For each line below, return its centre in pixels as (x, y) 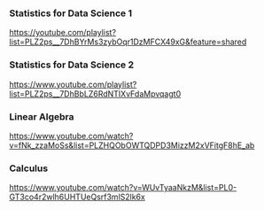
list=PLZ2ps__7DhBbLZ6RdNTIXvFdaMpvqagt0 (95, 93)
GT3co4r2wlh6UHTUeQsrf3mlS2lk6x (78, 197)
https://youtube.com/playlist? (63, 33)
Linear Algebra (42, 116)
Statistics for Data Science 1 (71, 13)
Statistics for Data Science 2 (72, 65)
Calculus (29, 168)
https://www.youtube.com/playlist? (73, 84)
